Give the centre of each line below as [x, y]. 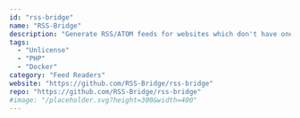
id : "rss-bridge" [42, 17]
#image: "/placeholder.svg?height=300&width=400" [104, 100]
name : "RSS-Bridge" [46, 26]
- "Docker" [37, 67]
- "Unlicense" [43, 51]
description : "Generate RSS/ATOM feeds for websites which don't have [143, 34]
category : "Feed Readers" [57, 75]
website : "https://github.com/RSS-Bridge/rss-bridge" [112, 83]
